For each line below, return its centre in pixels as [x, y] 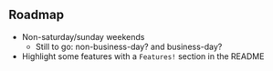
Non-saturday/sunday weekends [83, 36]
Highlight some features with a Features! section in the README [143, 56]
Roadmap [37, 15]
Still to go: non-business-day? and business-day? [129, 46]
